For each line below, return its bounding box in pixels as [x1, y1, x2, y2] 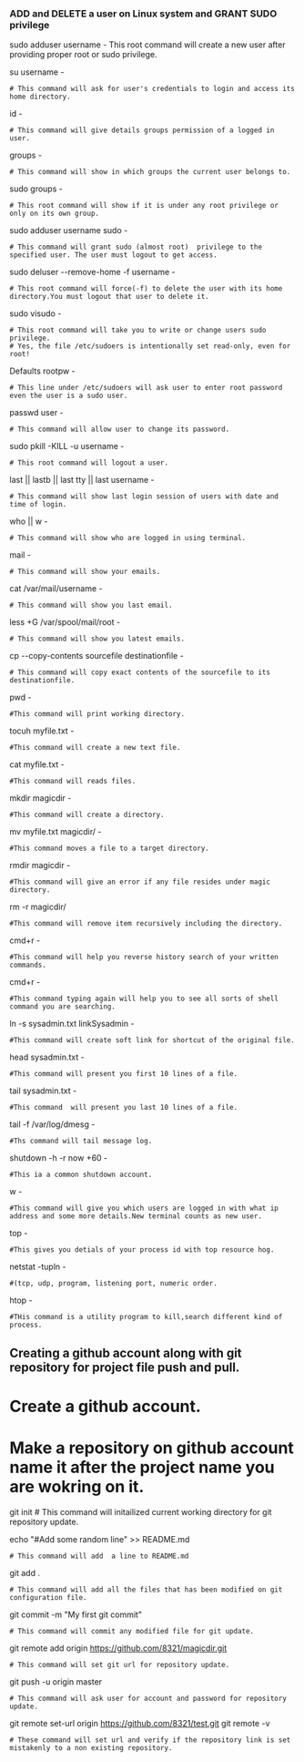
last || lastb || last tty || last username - [9, 475, 155, 486]
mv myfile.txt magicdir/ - [9, 826, 102, 837]
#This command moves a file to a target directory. [9, 844, 209, 854]
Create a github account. [9, 1396, 202, 1417]
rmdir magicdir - [9, 860, 71, 871]
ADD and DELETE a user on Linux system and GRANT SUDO [9, 7, 278, 20]
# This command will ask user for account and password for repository [9, 1694, 287, 1703]
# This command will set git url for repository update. [9, 1660, 230, 1669]
